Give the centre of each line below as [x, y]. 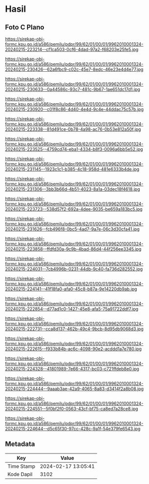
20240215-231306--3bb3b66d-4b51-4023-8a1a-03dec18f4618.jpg [73, 189]
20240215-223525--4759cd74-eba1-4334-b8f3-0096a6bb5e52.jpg [74, 149]
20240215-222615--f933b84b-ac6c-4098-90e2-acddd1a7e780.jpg [73, 349]
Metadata [20, 444]
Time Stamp [21, 466]
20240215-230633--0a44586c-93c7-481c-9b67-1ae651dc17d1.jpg [73, 89]
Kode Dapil [20, 474]
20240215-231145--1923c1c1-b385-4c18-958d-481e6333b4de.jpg [72, 169]
